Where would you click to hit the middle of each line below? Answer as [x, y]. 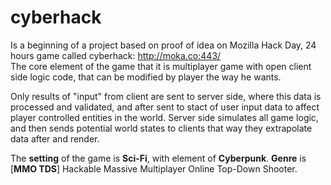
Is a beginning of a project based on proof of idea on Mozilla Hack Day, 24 [163, 45]
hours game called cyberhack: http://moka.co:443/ [116, 55]
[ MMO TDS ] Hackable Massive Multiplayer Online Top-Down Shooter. [154, 168]
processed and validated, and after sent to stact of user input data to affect [165, 107]
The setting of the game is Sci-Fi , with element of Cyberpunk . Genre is [158, 158]
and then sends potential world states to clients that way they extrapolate [161, 128]
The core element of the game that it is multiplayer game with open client [161, 66]
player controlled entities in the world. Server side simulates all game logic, [164, 117]
